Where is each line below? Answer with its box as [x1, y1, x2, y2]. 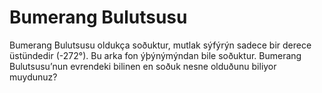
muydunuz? [9, 71, 58, 83]
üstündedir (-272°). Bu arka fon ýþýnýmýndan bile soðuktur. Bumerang [9, 49, 302, 61]
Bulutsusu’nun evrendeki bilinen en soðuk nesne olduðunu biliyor [9, 60, 277, 72]
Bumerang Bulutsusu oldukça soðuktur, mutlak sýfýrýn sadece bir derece [9, 39, 312, 51]
